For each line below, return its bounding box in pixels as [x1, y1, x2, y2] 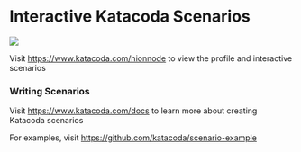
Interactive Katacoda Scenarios [9, 6, 251, 27]
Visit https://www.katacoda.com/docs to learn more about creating [9, 105, 258, 116]
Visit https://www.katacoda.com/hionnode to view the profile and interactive [9, 52, 293, 64]
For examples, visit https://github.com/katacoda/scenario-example [9, 132, 257, 143]
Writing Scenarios [9, 85, 90, 97]
